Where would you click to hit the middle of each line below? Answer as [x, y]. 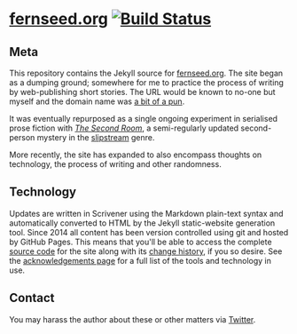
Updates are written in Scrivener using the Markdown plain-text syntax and [146, 213]
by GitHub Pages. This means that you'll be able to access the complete [141, 242]
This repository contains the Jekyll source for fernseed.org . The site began [146, 73]
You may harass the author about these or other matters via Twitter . [133, 319]
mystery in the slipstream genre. [96, 137]
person [22, 137]
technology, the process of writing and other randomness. [115, 164]
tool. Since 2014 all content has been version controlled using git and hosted [149, 232]
